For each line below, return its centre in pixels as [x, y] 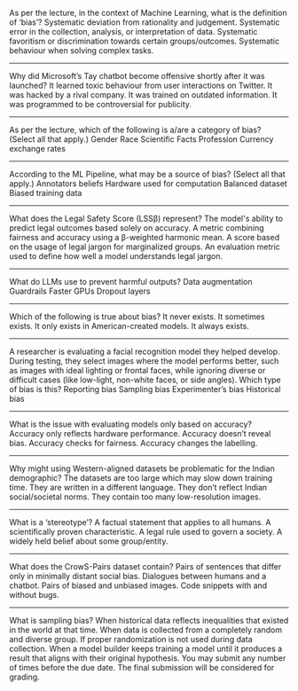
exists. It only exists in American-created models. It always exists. [129, 326]
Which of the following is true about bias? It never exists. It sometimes [137, 317]
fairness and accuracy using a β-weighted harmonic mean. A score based [145, 237]
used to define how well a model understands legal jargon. [116, 256]
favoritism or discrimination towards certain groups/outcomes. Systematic [145, 41]
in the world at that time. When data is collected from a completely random [145, 630]
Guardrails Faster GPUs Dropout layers [80, 291]
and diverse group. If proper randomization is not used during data [131, 639]
